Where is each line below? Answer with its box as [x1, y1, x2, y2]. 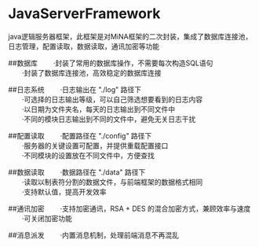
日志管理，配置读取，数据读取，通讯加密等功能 [8, 41, 159, 51]
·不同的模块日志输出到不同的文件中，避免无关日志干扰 [21, 114, 196, 124]
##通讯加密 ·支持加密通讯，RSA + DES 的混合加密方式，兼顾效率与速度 [8, 204, 251, 213]
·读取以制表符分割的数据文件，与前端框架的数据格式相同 [21, 177, 203, 186]
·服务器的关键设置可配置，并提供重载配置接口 [21, 141, 169, 150]
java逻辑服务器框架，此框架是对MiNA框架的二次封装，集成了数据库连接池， [8, 31, 253, 41]
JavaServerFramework [8, 5, 161, 23]
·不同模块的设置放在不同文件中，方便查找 [21, 150, 155, 160]
